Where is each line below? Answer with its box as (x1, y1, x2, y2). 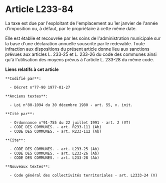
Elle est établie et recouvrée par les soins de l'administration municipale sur (5, 35, 161, 41)
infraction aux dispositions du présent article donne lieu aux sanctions (5, 46, 150, 52)
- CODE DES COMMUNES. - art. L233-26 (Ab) (9, 151, 99, 156)
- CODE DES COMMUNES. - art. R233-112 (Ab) (9, 129, 101, 134)
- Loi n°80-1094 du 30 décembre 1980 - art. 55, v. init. (9, 102, 133, 108)
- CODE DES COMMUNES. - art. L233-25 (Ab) (9, 146, 99, 151)
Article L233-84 (5, 4, 73, 15)
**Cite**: (5, 137, 26, 143)
